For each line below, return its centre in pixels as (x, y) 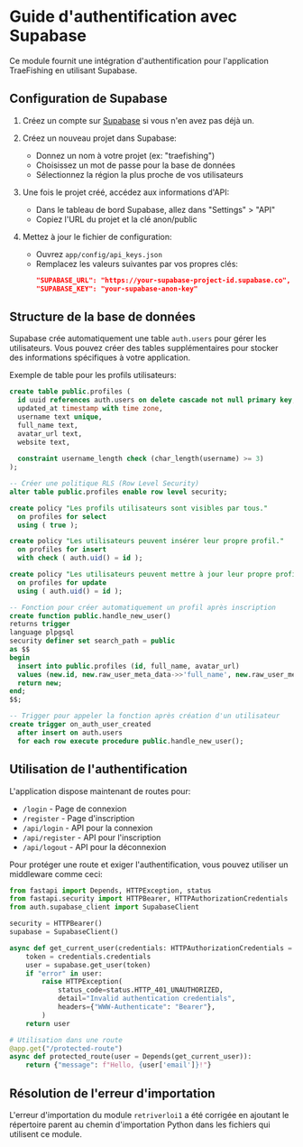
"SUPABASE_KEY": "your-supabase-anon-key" (117, 289)
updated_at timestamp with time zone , (91, 409)
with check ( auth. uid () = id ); (80, 558)
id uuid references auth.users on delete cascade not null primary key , (157, 400)
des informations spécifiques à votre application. (100, 357)
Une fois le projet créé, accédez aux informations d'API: (126, 192)
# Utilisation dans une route (66, 1040)
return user (48, 1023)
